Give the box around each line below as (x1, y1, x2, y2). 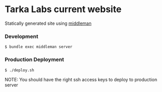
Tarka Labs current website (5, 4, 122, 15)
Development (5, 33, 39, 40)
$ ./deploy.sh (5, 67, 35, 73)
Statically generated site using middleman (5, 20, 92, 26)
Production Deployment (5, 56, 64, 63)
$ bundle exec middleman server (5, 44, 72, 50)
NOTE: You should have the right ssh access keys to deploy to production (5, 76, 157, 82)
